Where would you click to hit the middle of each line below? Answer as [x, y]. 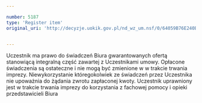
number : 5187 [23, 17]
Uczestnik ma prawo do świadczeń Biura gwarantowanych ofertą [87, 56]
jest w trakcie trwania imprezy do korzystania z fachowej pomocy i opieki [97, 87]
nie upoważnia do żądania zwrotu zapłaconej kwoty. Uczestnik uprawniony [99, 81]
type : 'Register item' [35, 22]
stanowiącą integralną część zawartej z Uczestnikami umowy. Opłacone [96, 62]
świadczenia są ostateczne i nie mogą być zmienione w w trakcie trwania [97, 68]
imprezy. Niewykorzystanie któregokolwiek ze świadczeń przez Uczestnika [99, 75]
